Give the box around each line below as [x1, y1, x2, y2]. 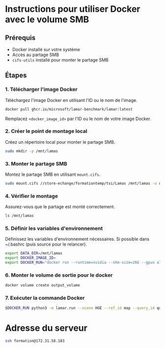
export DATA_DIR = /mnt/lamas [5, 251, 63, 256]
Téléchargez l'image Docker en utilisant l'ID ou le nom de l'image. [5, 97, 137, 103]
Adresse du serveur [5, 322, 87, 333]
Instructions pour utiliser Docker [5, 3, 140, 15]
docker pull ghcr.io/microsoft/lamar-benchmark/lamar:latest [5, 107, 133, 112]
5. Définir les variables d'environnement [5, 225, 103, 232]
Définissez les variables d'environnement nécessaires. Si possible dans [5, 236, 150, 242]
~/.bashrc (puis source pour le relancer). [5, 241, 87, 247]
